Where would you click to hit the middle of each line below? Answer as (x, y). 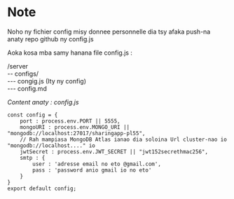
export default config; (42, 188)
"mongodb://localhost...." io (51, 145)
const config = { (33, 115)
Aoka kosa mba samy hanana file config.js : (70, 53)
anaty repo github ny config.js (50, 39)
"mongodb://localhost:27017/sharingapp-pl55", (76, 133)
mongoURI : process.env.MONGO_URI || (75, 127)
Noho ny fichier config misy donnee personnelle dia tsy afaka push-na (109, 32)
